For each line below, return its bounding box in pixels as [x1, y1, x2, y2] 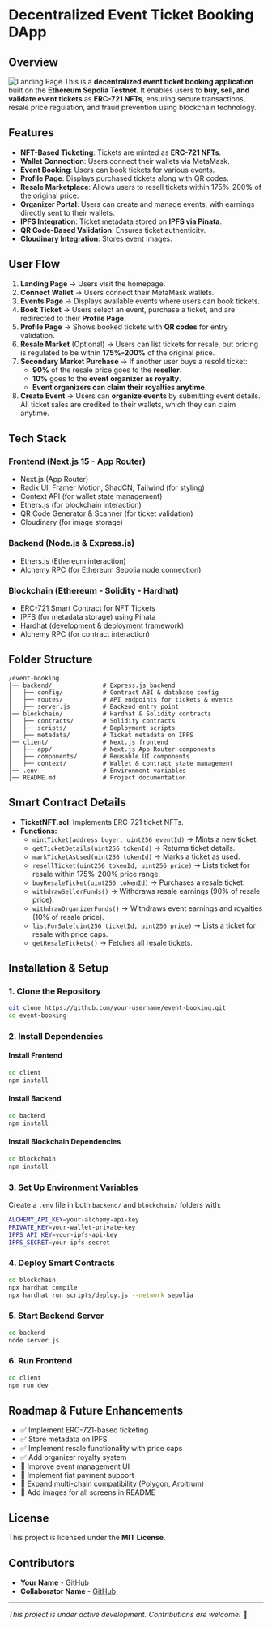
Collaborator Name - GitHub [19, 1586, 117, 1595]
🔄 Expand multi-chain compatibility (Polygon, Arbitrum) [19, 1479, 205, 1489]
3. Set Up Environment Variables [8, 1182, 138, 1193]
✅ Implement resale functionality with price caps [19, 1444, 183, 1453]
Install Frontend [8, 1050, 63, 1060]
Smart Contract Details [8, 796, 127, 809]
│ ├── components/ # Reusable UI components [8, 752, 190, 760]
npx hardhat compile [8, 1283, 79, 1291]
